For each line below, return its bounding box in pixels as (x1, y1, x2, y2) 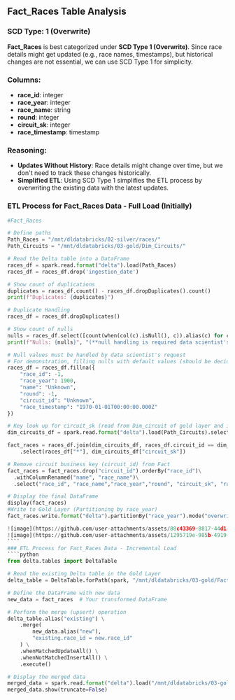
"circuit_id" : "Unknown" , (20, 397, 96, 404)
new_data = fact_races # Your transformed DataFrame (7, 596, 168, 603)
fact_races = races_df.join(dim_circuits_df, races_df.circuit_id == (7, 442, 215, 449)
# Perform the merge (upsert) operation (7, 608, 127, 615)
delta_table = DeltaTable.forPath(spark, (7, 577, 130, 584)
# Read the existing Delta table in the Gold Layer (7, 570, 161, 577)
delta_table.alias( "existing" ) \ (7, 615, 105, 622)
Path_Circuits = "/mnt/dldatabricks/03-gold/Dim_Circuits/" (7, 243, 187, 250)
